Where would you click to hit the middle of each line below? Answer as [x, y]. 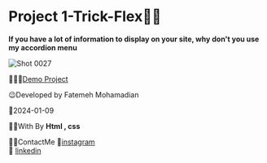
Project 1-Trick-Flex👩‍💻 [85, 17]
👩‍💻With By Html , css [44, 126]
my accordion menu [43, 47]
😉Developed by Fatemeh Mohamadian [74, 94]
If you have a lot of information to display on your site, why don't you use [134, 39]
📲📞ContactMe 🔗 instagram [52, 142]
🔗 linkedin [25, 150]
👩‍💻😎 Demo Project [38, 79]
